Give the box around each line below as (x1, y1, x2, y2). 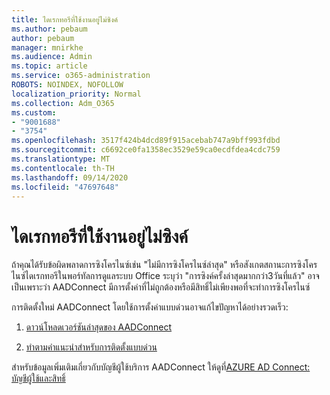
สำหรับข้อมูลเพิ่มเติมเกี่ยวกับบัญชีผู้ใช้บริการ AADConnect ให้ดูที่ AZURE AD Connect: (11, 361, 311, 373)
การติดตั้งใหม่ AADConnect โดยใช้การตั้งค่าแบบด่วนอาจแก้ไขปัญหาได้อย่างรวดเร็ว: (11, 301, 289, 313)
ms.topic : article (11, 61, 88, 71)
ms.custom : (11, 107, 57, 118)
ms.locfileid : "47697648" (11, 182, 119, 192)
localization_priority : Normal (11, 89, 142, 99)
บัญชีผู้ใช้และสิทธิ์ (11, 372, 66, 385)
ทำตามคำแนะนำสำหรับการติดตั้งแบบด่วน (25, 341, 158, 353)
